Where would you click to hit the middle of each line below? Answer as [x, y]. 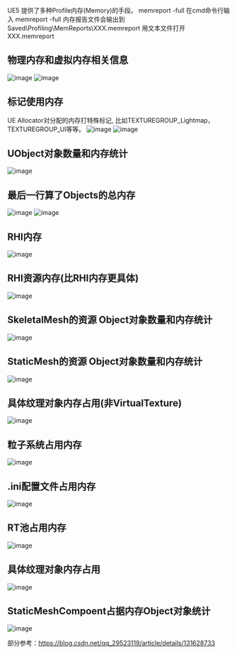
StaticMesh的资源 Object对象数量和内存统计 [105, 361]
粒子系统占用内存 [45, 444]
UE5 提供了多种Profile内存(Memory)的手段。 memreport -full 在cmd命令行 [116, 10]
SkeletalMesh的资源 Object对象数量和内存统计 [110, 320]
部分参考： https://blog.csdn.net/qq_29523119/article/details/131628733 [111, 643]
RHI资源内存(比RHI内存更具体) [73, 278]
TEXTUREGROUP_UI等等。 [46, 129]
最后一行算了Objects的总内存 [71, 195]
